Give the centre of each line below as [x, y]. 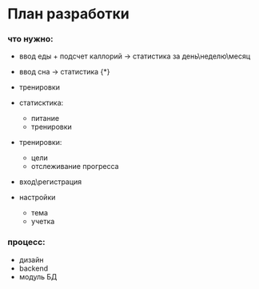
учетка [43, 222]
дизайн [31, 259]
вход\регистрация [50, 182]
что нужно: [30, 39]
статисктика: [41, 103]
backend [34, 268]
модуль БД [38, 276]
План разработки [68, 14]
